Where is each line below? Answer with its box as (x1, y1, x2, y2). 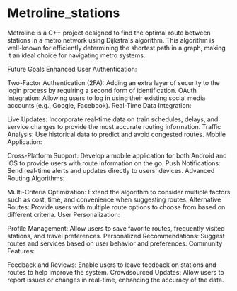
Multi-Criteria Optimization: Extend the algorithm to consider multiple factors (7, 187, 231, 196)
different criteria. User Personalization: (7, 210, 120, 219)
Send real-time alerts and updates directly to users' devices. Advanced (7, 166, 215, 175)
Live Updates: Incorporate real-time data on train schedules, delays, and (7, 115, 219, 123)
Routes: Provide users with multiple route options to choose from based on (7, 202, 226, 211)
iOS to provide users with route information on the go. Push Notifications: (7, 158, 221, 168)
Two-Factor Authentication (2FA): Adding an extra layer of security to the (7, 78, 221, 87)
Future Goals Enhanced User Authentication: (7, 65, 137, 73)
